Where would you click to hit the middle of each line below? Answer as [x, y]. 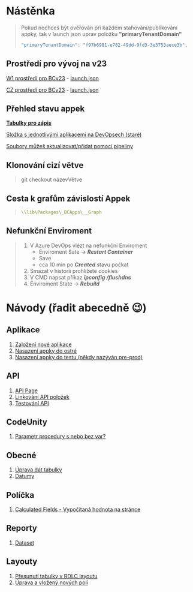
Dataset [25, 543]
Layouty [22, 562]
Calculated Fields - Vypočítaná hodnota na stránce [78, 509]
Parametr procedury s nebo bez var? [60, 437]
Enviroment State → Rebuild [65, 284]
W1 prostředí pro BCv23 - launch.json [52, 78]
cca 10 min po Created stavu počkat [84, 265]
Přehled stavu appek [46, 109]
